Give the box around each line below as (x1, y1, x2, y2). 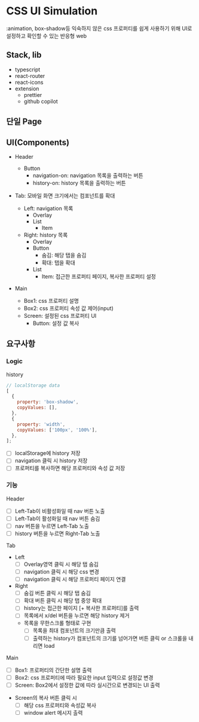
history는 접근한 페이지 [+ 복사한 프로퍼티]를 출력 (23, 605, 139, 612)
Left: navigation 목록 (23, 205, 74, 212)
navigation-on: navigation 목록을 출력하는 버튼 (32, 172, 143, 179)
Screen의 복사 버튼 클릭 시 (14, 694, 78, 701)
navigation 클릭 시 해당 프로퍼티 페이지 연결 (23, 576, 126, 583)
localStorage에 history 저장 (14, 450, 81, 457)
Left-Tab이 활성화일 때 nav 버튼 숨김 (14, 515, 100, 522)
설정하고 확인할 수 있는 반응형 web (6, 32, 87, 40)
